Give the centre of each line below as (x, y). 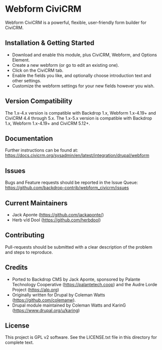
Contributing (25, 235)
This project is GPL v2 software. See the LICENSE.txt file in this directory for (81, 337)
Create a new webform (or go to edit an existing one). (65, 65)
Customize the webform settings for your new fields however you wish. (83, 86)
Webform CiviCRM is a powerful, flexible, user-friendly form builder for (76, 22)
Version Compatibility (39, 101)
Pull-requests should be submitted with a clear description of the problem (79, 247)
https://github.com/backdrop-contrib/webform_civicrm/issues (67, 188)
